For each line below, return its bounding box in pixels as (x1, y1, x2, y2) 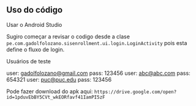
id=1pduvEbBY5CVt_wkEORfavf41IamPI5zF (6, 94, 105, 100)
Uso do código (6, 5, 63, 15)
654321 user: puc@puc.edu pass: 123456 (6, 76, 112, 83)
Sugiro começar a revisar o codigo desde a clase (6, 33, 130, 40)
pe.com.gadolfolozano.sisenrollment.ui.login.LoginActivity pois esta (6, 39, 187, 46)
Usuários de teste (6, 57, 51, 65)
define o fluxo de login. (6, 46, 65, 53)
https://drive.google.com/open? (94, 88, 177, 95)
